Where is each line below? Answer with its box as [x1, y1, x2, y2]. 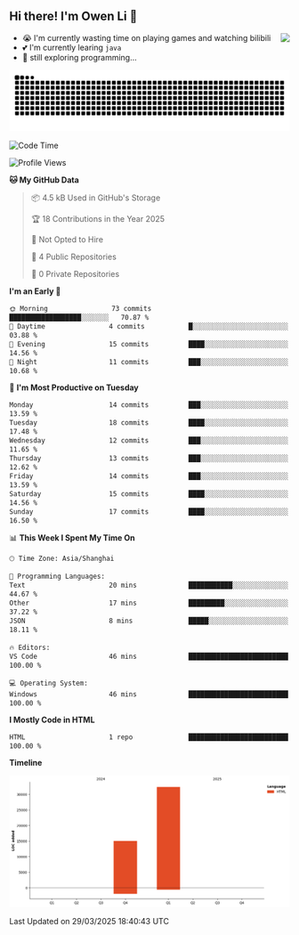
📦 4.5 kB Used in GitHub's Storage [30, 192, 161, 203]
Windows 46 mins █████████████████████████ [9, 689, 289, 699]
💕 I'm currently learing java [21, 42, 122, 53]
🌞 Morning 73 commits [9, 304, 152, 313]
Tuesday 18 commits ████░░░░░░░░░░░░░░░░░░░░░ [9, 418, 289, 427]
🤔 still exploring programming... [21, 52, 138, 62]
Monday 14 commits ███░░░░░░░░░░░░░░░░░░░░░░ [9, 400, 289, 410]
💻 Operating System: [9, 679, 89, 687]
